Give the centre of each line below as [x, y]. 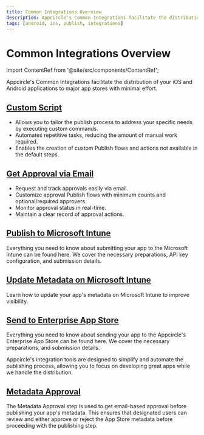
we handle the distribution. [39, 372]
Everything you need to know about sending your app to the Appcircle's [96, 335]
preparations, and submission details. [53, 348]
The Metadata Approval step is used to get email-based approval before [97, 406]
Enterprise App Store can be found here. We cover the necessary [88, 341]
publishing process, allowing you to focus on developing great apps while [98, 366]
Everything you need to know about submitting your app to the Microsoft [97, 248]
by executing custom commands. [57, 129]
